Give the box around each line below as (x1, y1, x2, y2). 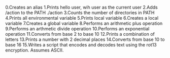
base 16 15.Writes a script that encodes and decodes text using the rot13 (5, 42, 157, 47)
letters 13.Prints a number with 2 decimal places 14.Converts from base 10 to (5, 36, 165, 42)
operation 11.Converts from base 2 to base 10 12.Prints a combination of (5, 31, 155, 37)
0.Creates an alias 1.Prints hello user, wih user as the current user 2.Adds (5, 5, 158, 10)
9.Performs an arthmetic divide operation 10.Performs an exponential (5, 26, 150, 32)
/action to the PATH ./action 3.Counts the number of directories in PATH (5, 10, 155, 16)
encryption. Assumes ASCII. (5, 47, 64, 53)
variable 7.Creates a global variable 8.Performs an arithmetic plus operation (5, 20, 163, 26)
